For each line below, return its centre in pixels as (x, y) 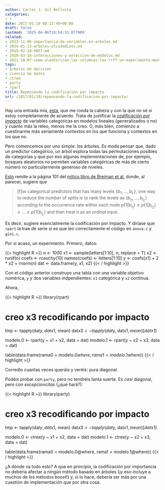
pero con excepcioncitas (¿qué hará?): (44, 385)
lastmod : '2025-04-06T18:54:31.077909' (46, 32)
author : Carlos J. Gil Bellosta (38, 10)
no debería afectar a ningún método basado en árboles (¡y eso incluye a (78, 472)
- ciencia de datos (25, 74)
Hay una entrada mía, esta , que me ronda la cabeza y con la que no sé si (79, 111)
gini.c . (12, 234)
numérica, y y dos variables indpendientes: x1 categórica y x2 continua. (77, 278)
